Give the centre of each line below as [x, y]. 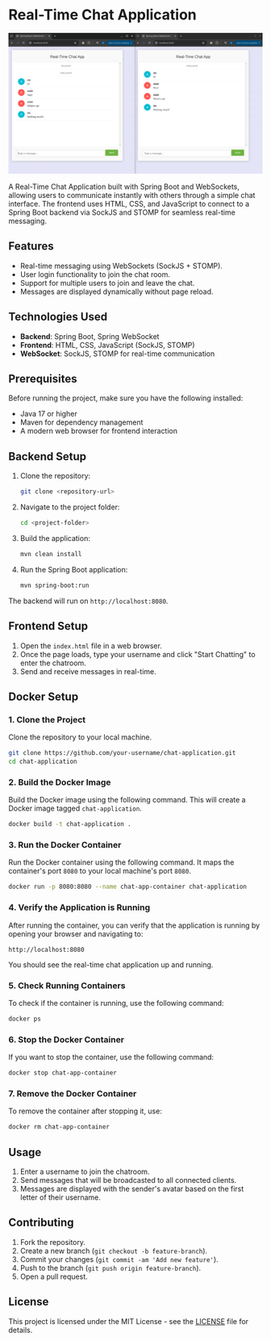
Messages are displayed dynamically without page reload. [117, 291]
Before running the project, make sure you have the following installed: [126, 398]
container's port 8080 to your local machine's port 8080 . [100, 871]
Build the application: [55, 538]
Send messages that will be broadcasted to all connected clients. [128, 1180]
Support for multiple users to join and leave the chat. [107, 283]
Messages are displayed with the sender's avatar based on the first [132, 1188]
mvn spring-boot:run [54, 585]
